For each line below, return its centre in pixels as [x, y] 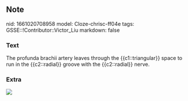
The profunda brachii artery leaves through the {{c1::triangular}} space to [94, 58]
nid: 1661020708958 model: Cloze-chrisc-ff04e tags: [70, 23]
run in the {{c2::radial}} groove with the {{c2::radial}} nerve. [78, 65]
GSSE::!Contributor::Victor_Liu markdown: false [63, 30]
